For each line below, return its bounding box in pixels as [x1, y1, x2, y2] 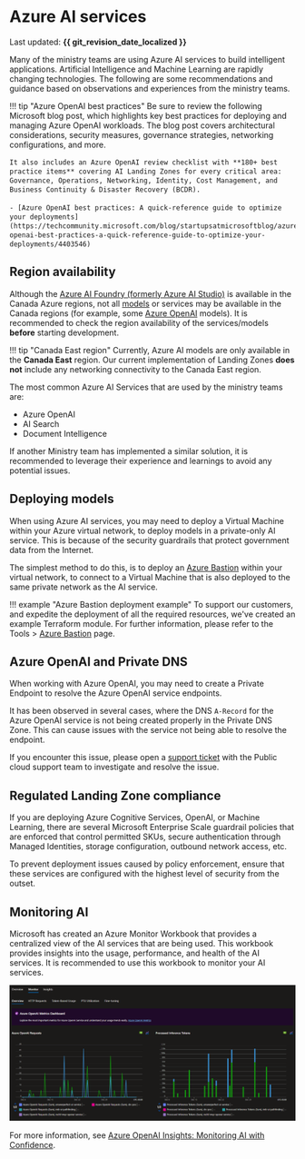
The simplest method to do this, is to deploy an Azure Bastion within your [9, 561, 283, 573]
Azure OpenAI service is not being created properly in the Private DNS [9, 715, 273, 726]
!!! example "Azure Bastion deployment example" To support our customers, [9, 599, 293, 609]
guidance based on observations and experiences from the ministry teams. [9, 83, 290, 94]
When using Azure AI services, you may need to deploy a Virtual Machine [9, 515, 284, 526]
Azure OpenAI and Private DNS [9, 654, 188, 669]
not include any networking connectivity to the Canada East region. [9, 363, 261, 374]
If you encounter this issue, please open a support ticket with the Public [9, 752, 278, 763]
